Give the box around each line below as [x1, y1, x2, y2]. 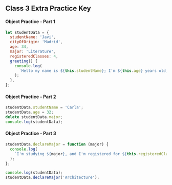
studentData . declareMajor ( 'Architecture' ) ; [5, 175, 100, 180]
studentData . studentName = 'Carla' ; [5, 105, 83, 110]
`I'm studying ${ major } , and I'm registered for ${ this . [14, 151, 139, 156]
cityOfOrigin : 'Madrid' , [10, 40, 63, 45]
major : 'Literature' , [10, 49, 56, 54]
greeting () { [10, 59, 38, 64]
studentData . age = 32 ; [5, 110, 54, 115]
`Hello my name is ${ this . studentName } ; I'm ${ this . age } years [18, 68, 157, 73]
